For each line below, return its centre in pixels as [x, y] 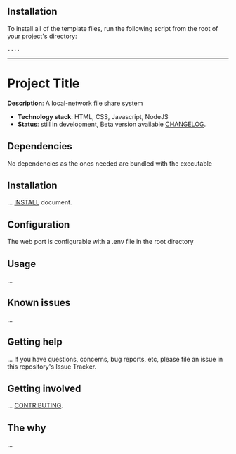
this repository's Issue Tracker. [52, 367]
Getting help [35, 342]
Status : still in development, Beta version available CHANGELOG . [112, 124]
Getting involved [44, 389]
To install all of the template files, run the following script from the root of [113, 28]
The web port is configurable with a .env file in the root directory [101, 242]
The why [27, 428]
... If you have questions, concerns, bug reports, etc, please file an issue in [115, 359]
